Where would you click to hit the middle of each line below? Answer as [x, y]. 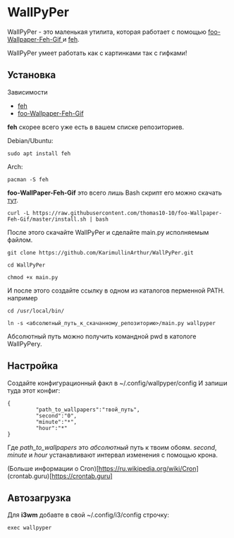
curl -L [19, 213]
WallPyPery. [25, 343]
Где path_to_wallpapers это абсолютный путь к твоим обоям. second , [112, 447]
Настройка [33, 366]
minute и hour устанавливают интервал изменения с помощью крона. [113, 455]
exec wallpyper [30, 528]
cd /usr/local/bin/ [36, 311]
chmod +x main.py [33, 277]
